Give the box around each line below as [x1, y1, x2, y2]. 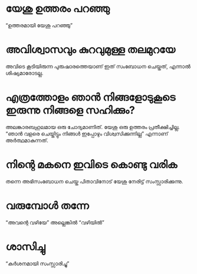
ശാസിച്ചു [5, 240, 45, 253]
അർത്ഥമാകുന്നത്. [5, 137, 48, 144]
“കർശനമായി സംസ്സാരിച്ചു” [5, 260, 70, 267]
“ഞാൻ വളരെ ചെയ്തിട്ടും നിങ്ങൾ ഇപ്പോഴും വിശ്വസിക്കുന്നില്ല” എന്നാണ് [5, 130, 169, 137]
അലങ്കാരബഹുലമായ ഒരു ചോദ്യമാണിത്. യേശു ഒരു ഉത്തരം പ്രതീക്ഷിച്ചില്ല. [5, 123, 180, 130]
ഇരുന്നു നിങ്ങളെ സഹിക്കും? [5, 104, 135, 117]
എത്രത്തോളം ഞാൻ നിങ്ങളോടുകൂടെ [5, 91, 176, 104]
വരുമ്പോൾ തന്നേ [5, 199, 89, 212]
